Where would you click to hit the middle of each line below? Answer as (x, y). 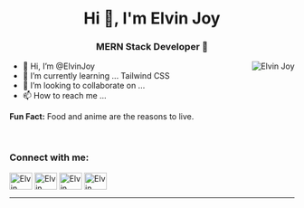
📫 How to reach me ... (64, 96)
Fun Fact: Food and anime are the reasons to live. (102, 117)
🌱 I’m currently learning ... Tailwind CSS (96, 76)
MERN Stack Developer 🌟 (152, 47)
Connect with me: (49, 157)
